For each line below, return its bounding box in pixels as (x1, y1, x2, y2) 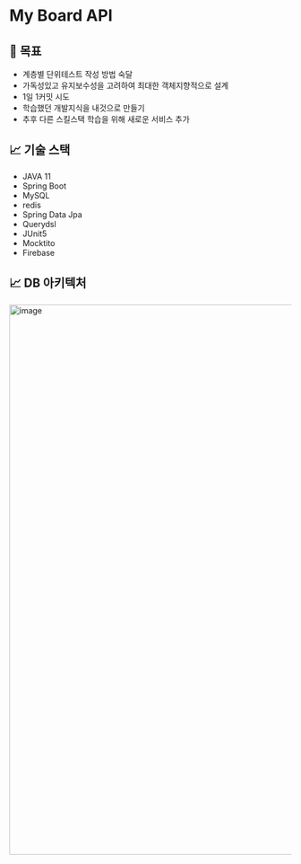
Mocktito (21, 237, 56, 248)
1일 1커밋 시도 (21, 92, 70, 101)
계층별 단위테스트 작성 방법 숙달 (21, 69, 133, 79)
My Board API (9, 5, 113, 26)
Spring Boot (21, 181, 67, 191)
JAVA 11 (21, 171, 51, 181)
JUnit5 (21, 228, 47, 239)
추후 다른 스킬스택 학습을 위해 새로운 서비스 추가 (21, 114, 190, 124)
